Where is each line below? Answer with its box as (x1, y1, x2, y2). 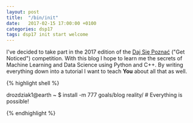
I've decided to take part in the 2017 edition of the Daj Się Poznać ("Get (6, 48, 185, 55)
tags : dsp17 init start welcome (6, 32, 88, 38)
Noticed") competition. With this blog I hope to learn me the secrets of (6, 55, 183, 62)
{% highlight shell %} (6, 80, 60, 87)
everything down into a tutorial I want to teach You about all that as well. (6, 68, 188, 75)
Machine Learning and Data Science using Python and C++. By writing (6, 61, 184, 69)
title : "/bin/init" (6, 15, 59, 21)
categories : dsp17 (6, 26, 53, 32)
